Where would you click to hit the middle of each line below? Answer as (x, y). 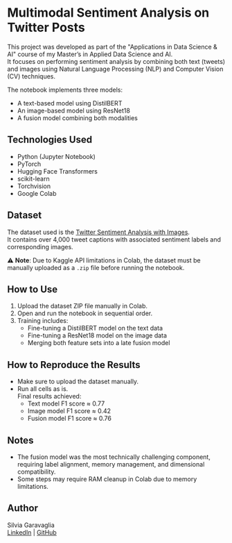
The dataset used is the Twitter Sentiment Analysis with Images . (99, 232)
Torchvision (34, 186)
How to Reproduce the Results (74, 365)
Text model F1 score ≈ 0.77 (66, 403)
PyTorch (29, 164)
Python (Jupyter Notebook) (56, 156)
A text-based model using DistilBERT (70, 103)
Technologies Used (50, 140)
